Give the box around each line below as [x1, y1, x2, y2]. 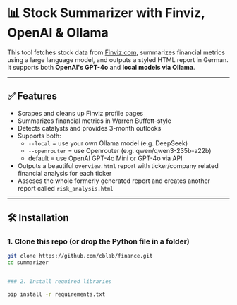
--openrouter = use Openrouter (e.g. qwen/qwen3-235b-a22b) [28, 146, 212, 155]
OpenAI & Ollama [7, 25, 109, 41]
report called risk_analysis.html [17, 184, 114, 192]
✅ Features [7, 90, 58, 102]
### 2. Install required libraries [7, 278, 112, 285]
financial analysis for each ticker [17, 169, 112, 177]
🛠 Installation [7, 212, 69, 224]
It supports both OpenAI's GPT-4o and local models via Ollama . [7, 63, 195, 71]
